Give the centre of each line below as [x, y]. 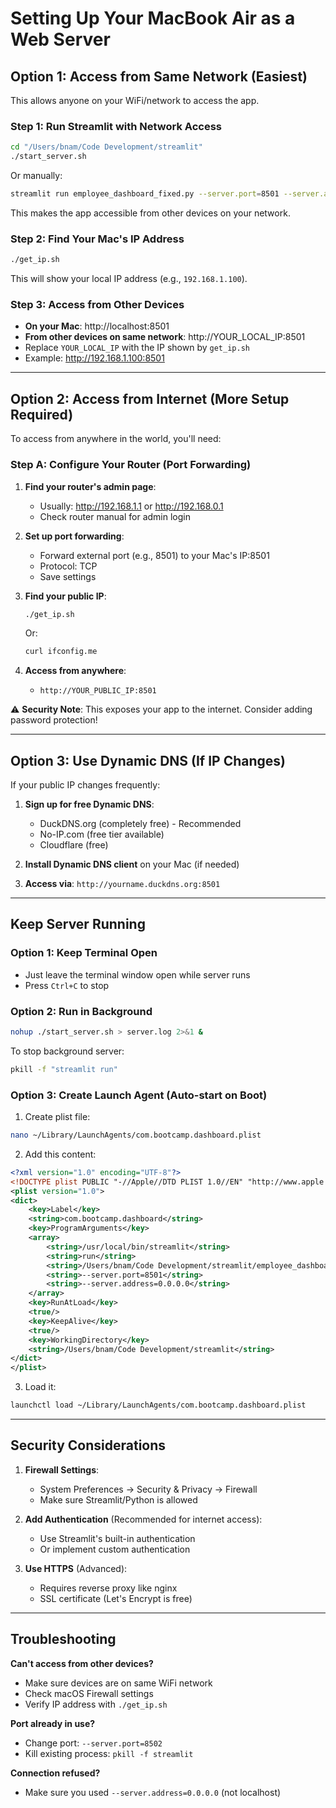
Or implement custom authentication [115, 1549]
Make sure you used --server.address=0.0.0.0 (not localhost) [153, 1792]
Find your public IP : [65, 596]
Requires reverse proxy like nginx [108, 1588]
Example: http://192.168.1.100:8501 [94, 358]
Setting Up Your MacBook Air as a [153, 18]
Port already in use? [53, 1723]
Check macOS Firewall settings [89, 1693]
